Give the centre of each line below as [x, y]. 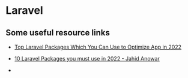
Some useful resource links [58, 33]
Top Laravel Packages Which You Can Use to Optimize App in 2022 [98, 47]
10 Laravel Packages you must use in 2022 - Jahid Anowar [87, 58]
